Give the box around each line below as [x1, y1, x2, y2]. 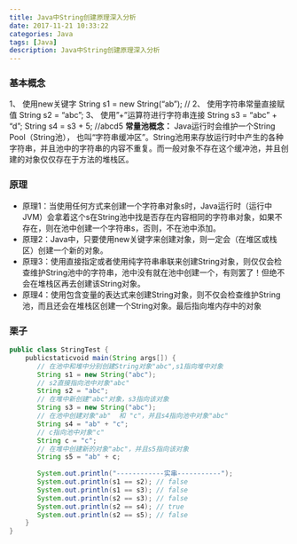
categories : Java [9, 29, 74, 38]
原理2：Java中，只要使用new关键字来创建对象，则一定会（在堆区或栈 [21, 233, 277, 244]
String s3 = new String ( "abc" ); [36, 403, 157, 413]
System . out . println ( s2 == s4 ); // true [36, 502, 184, 511]
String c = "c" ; [36, 436, 98, 445]
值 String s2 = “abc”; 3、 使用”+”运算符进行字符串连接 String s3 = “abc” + [9, 110, 277, 121]
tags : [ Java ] [9, 37, 58, 47]
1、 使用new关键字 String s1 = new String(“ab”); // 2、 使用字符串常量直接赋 [9, 99, 285, 109]
